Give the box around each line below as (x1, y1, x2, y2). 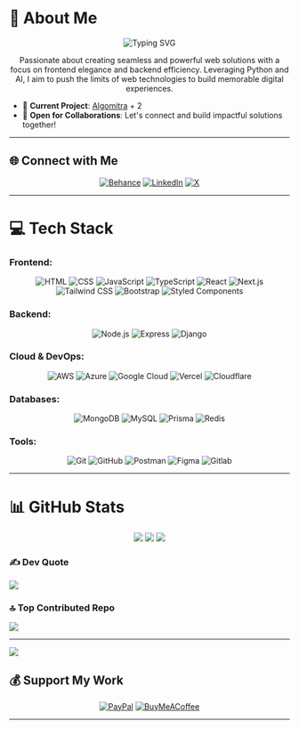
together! (21, 119, 56, 130)
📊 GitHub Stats (9, 497, 125, 517)
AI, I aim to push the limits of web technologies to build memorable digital (14, 73, 285, 84)
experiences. (125, 83, 174, 93)
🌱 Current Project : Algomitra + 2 (21, 100, 142, 110)
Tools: (9, 435, 37, 448)
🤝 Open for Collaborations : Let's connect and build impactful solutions (21, 109, 283, 120)
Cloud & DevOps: (9, 351, 85, 363)
